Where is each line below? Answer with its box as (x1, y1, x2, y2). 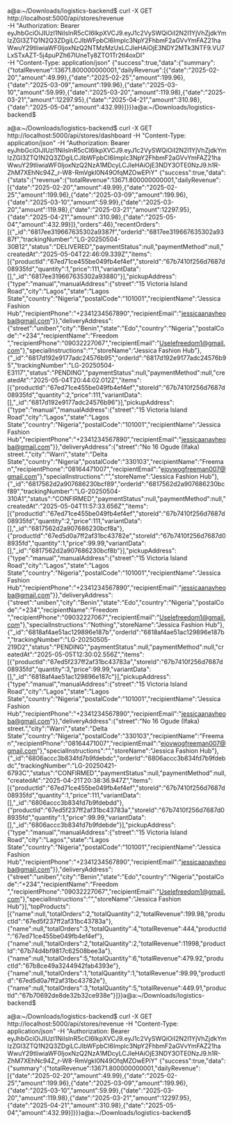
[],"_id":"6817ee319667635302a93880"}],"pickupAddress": (7, 272, 177, 280)
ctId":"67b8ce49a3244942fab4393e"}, (7, 961, 120, 970)
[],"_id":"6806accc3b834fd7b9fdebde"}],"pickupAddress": (7, 820, 176, 829)
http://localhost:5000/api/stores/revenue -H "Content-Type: (7, 1019, 179, 1028)
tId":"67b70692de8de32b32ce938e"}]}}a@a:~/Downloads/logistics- (7, 991, 205, 999)
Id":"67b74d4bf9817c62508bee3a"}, (7, 947, 113, 955)
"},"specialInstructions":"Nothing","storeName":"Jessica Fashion (19, 621, 204, 629)
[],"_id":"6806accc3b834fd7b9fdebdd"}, (7, 799, 124, 807)
